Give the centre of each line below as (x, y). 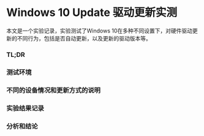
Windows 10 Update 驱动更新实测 (92, 13)
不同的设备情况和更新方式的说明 (54, 90)
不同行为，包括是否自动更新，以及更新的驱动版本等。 (84, 38)
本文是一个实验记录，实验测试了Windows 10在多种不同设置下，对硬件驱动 (100, 31)
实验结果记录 (25, 108)
